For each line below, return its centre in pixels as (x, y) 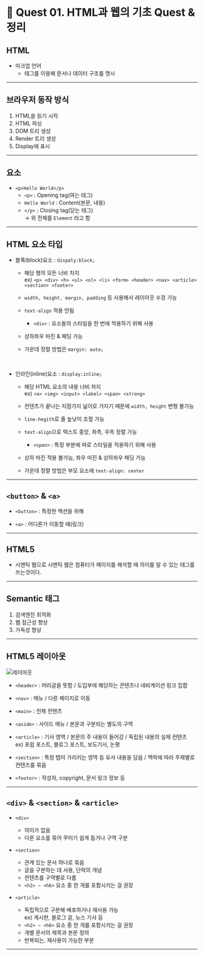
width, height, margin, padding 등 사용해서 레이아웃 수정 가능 (100, 297)
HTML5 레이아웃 (36, 656)
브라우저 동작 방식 (38, 100)
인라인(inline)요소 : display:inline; (59, 374)
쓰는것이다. (28, 572)
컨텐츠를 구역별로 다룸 (50, 877)
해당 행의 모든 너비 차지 (52, 273)
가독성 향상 (28, 629)
